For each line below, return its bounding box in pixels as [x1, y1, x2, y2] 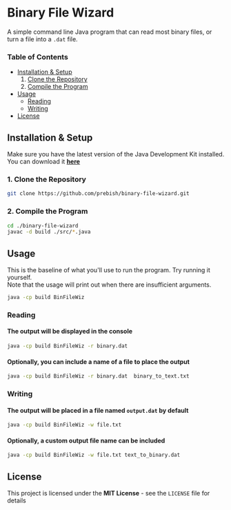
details [7, 496, 26, 504]
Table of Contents [7, 52, 69, 61]
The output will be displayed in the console [7, 327, 133, 336]
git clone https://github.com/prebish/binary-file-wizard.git [7, 190, 190, 197]
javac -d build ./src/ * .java [7, 229, 91, 236]
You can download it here [7, 157, 81, 166]
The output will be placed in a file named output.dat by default [7, 406, 189, 414]
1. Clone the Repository [7, 174, 86, 184]
